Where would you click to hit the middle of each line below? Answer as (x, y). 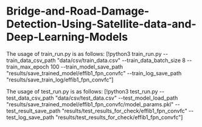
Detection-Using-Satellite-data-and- (101, 24)
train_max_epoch (28, 67)
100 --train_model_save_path (87, 67)
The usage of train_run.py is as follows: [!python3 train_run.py (84, 53)
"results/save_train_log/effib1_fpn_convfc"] (60, 80)
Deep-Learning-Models (67, 37)
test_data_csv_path (30, 98)
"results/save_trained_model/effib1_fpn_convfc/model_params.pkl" (90, 104)
